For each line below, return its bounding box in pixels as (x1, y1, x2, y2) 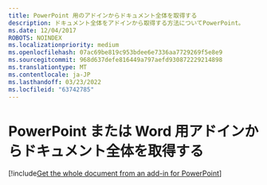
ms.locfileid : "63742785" (8, 85, 94, 94)
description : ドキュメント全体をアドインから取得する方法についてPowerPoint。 (8, 19, 245, 27)
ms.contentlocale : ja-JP (8, 71, 91, 79)
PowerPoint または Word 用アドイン (8, 122, 245, 140)
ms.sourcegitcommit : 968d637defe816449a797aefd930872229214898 (8, 56, 223, 64)
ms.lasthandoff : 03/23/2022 (8, 78, 102, 86)
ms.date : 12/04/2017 (8, 26, 77, 34)
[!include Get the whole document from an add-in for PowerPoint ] (8, 168, 222, 179)
